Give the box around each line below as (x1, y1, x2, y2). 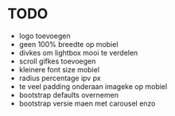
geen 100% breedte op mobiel (18, 39, 119, 48)
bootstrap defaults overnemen (18, 90, 119, 99)
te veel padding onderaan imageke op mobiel (18, 81, 168, 91)
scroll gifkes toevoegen (18, 56, 96, 66)
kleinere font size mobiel (18, 64, 100, 74)
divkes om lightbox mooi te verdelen (18, 48, 138, 57)
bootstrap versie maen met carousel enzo (18, 99, 156, 108)
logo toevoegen (18, 31, 71, 41)
